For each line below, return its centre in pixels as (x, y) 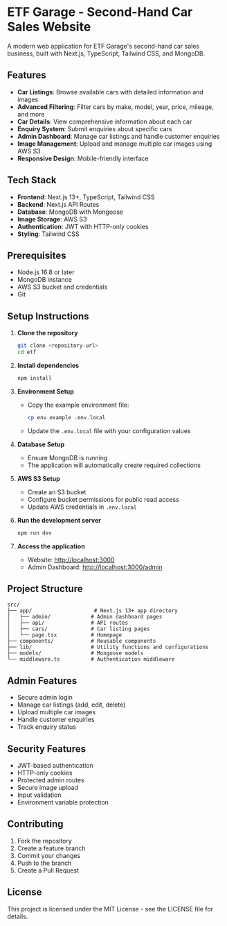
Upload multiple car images (56, 712)
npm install (34, 378)
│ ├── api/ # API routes (68, 623)
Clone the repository (47, 333)
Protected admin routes (51, 780)
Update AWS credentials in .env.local (82, 507)
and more (31, 114)
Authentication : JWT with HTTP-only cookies (83, 226)
